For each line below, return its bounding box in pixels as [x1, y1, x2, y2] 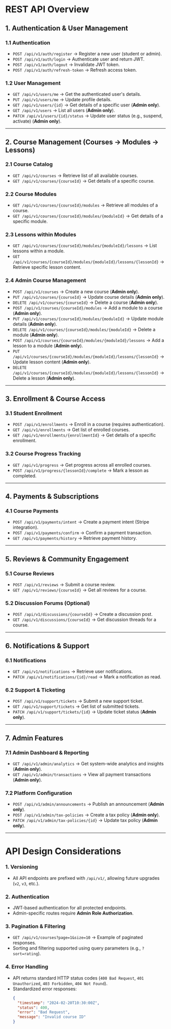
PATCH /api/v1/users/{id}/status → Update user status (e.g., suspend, [12, 113, 163, 119]
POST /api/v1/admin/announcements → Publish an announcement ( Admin [12, 801, 164, 807]
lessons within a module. [12, 248, 65, 254]
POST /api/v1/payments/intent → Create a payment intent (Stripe [12, 519, 149, 525]
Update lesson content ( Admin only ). [12, 359, 91, 365]
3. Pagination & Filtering [5, 923, 66, 930]
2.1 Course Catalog [5, 161, 53, 168]
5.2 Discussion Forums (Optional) [5, 599, 90, 607]
